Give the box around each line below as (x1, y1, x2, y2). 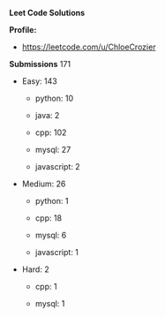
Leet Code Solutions (9, 8, 86, 18)
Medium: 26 (21, 178, 66, 189)
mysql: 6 (34, 230, 67, 240)
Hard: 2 (21, 264, 50, 275)
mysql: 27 (34, 145, 71, 155)
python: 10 (34, 93, 73, 103)
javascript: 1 (34, 247, 79, 257)
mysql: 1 (34, 298, 65, 308)
